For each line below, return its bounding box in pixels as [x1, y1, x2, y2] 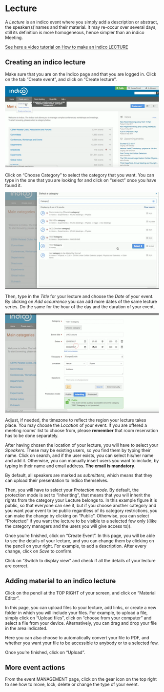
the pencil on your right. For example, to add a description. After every [5, 543, 146, 549]
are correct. [5, 563, 29, 569]
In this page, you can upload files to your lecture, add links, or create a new [5, 604, 157, 610]
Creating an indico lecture [5, 58, 86, 66]
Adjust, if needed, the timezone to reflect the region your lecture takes [5, 417, 146, 423]
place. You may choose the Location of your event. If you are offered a [5, 422, 147, 428]
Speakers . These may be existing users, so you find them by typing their [5, 447, 151, 453]
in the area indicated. [5, 625, 48, 631]
